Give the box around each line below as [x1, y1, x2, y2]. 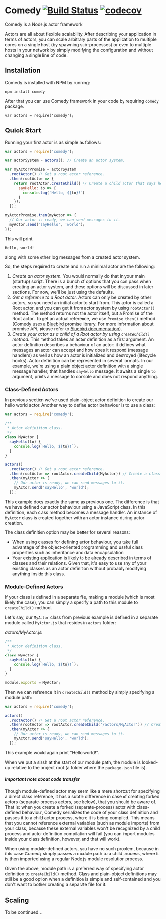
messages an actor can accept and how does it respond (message [12, 347, 148, 353]
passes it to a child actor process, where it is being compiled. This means [5, 815, 155, 821]
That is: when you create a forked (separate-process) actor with [5, 804, 136, 810]
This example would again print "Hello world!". [5, 750, 100, 756]
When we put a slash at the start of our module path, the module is [5, 759, 141, 765]
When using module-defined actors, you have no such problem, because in [5, 846, 159, 852]
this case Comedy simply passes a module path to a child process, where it [5, 851, 159, 857]
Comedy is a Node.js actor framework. [5, 21, 84, 27]
